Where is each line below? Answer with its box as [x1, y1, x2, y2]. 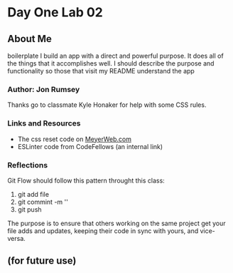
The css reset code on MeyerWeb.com [17, 135, 131, 143]
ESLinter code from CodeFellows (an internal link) [17, 142, 163, 150]
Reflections [7, 160, 48, 170]
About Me [7, 33, 52, 45]
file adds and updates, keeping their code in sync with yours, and [7, 226, 199, 235]
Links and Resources [7, 118, 81, 128]
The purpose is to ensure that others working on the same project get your [7, 219, 226, 227]
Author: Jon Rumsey [7, 84, 80, 94]
